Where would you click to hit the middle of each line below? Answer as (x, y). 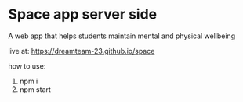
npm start (35, 89)
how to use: (27, 66)
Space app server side (83, 14)
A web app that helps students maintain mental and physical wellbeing (122, 36)
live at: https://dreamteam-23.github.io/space (82, 51)
